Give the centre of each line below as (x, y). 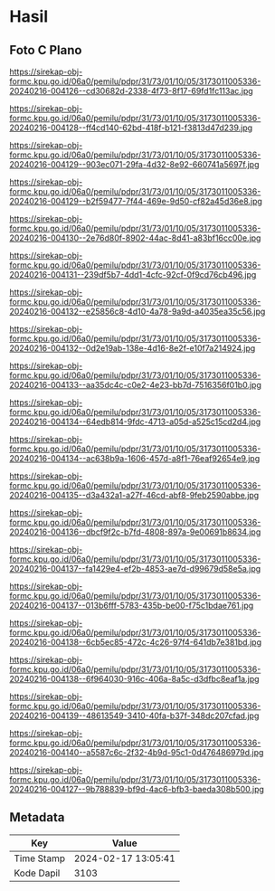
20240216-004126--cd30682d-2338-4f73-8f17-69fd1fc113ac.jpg (131, 91)
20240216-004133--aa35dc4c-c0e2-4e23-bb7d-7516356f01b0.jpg (136, 385)
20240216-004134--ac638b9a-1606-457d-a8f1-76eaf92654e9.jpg (135, 458)
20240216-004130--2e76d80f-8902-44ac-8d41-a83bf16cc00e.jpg (135, 238)
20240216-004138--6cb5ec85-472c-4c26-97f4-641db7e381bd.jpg (136, 642)
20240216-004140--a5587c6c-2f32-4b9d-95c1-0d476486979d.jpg (137, 752)
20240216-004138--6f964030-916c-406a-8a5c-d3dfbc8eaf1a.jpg (134, 679)
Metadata (37, 817)
